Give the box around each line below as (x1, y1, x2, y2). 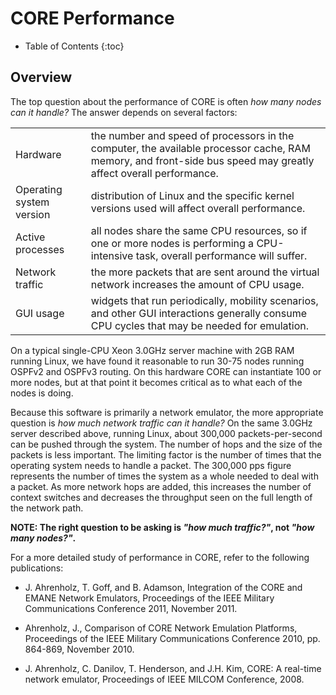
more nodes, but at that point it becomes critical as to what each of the (10, 376, 303, 388)
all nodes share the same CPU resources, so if (90, 223, 308, 237)
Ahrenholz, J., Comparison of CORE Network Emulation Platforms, (24, 622, 298, 634)
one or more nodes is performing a (90, 236, 255, 250)
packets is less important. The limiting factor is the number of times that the (10, 448, 322, 461)
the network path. (10, 502, 84, 514)
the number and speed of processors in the (90, 128, 295, 142)
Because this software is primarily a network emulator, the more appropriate (10, 406, 324, 418)
